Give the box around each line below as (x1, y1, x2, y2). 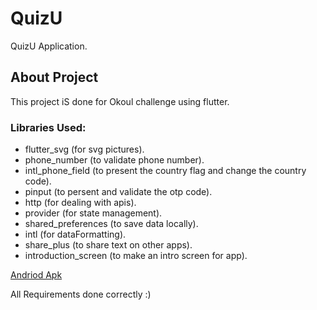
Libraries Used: (10, 120, 87, 134)
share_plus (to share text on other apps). (24, 239, 193, 251)
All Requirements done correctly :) (10, 288, 152, 301)
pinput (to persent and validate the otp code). (24, 186, 213, 198)
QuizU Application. (10, 40, 88, 52)
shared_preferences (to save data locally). (24, 218, 199, 230)
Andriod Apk (10, 269, 63, 281)
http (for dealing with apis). (24, 197, 137, 209)
